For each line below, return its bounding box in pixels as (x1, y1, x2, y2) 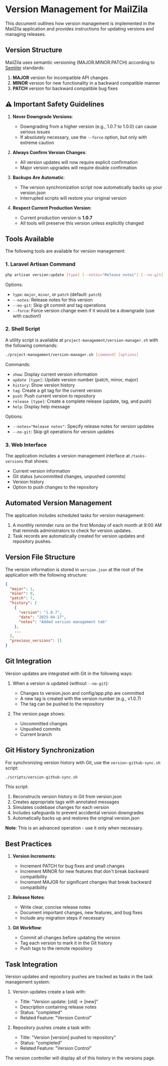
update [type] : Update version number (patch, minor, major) (12, 376, 139, 382)
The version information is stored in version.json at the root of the (5, 566, 144, 573)
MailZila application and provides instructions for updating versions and (5, 25, 154, 31)
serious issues (20, 128, 50, 135)
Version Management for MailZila (5, 4, 148, 15)
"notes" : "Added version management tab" (18, 619, 107, 624)
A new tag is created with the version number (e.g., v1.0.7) (20, 695, 141, 701)
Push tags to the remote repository (20, 945, 93, 951)
